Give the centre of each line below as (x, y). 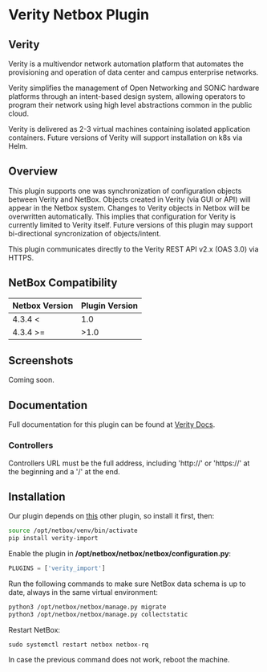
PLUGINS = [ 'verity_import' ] (57, 568)
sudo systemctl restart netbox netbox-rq (79, 645)
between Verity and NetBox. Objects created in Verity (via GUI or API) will (129, 199)
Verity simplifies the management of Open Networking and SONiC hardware (134, 88)
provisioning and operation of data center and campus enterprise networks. (133, 72)
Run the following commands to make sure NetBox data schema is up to (127, 584)
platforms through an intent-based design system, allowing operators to (127, 96)
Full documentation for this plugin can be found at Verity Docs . (112, 424)
